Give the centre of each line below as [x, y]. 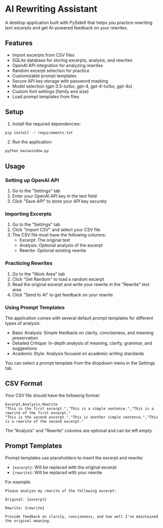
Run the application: [32, 142]
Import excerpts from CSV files [43, 55]
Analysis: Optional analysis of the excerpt [61, 245]
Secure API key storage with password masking [60, 81]
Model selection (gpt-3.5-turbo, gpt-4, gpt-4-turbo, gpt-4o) [72, 86]
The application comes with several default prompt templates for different [79, 318]
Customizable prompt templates [44, 76]
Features [19, 43]
